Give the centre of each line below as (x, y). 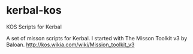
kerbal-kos (34, 10)
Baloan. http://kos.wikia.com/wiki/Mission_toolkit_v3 (70, 45)
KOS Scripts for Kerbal (34, 27)
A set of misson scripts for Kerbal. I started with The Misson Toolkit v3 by (97, 38)
